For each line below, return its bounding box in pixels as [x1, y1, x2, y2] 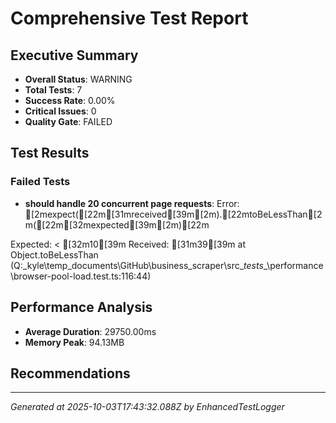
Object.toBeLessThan [10, 248, 99, 261]
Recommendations [10, 365, 131, 382]
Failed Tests [10, 175, 71, 189]
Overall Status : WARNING [24, 73, 133, 85]
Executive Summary [10, 47, 139, 64]
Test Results [10, 145, 90, 162]
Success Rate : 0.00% [24, 95, 116, 106]
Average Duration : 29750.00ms [24, 325, 157, 337]
